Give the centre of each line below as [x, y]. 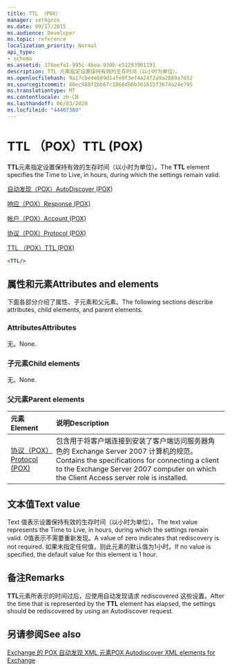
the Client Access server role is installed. [122, 478]
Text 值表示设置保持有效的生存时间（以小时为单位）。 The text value [103, 522]
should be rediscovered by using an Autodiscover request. [90, 611]
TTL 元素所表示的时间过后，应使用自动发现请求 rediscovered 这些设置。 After [116, 596]
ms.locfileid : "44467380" [44, 110]
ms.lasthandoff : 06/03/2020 [48, 104]
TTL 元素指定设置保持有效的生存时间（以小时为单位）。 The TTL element [108, 167]
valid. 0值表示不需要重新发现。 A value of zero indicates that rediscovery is [113, 538]
